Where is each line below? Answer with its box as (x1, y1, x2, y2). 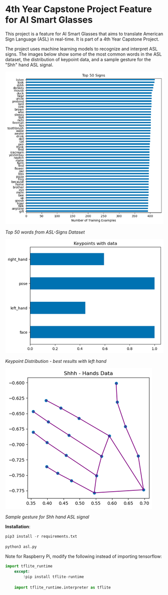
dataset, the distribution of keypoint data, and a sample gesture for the (5, 56, 151, 62)
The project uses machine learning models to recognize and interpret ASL (5, 46, 158, 52)
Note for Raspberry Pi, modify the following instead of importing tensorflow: (5, 553, 162, 559)
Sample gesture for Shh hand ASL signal (5, 514, 89, 520)
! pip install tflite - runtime (23, 574, 84, 579)
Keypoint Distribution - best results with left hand (5, 358, 107, 364)
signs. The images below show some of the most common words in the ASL (5, 51, 162, 57)
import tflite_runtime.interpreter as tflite (14, 585, 111, 590)
